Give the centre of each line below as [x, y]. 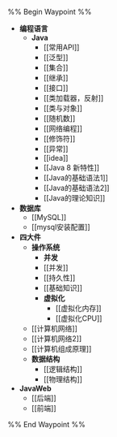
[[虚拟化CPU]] [79, 318]
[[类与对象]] [63, 108]
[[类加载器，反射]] [73, 98]
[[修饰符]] [59, 138]
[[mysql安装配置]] [61, 227]
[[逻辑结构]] [63, 369]
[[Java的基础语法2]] [76, 188]
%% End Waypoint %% [46, 424]
